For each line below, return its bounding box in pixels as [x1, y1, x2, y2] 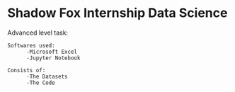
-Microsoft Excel [25, 48, 78, 55]
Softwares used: [7, 42, 55, 49]
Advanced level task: [7, 28, 69, 37]
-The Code [25, 79, 55, 86]
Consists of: [7, 67, 46, 74]
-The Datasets [25, 73, 69, 80]
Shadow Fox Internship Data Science [7, 5, 228, 21]
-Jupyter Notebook [25, 54, 81, 62]
